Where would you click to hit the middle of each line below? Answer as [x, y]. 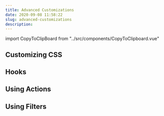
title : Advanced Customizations [40, 10]
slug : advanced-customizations [39, 19]
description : [19, 24]
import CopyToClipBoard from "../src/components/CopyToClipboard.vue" [82, 39]
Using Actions [28, 89]
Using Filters [26, 107]
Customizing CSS [34, 55]
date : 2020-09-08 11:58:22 [34, 15]
